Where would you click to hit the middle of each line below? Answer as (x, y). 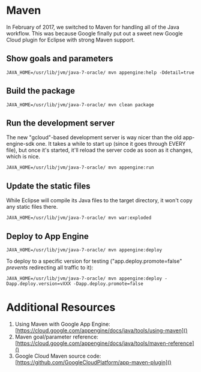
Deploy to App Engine (47, 236)
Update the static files (48, 186)
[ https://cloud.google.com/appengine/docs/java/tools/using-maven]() (101, 330)
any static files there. (32, 207)
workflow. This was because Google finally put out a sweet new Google (94, 33)
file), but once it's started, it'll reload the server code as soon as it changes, (100, 150)
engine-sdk (20, 144)
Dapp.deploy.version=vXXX (38, 284)
